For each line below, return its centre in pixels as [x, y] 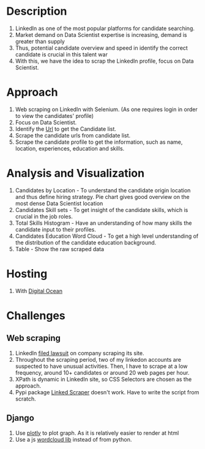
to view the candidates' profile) [54, 115]
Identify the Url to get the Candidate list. [65, 129]
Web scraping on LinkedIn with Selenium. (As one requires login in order [106, 109]
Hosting [27, 274]
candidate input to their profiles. [55, 229]
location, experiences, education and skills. [70, 148]
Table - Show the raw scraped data [60, 249]
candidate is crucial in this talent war [61, 54]
